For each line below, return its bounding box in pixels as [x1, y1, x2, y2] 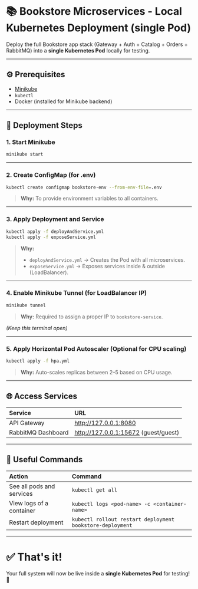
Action [9, 472, 28, 481]
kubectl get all [71, 486, 118, 493]
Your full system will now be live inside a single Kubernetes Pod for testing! [6, 570, 190, 577]
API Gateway [9, 419, 45, 427]
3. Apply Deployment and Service [6, 215, 104, 223]
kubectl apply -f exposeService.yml [6, 234, 96, 240]
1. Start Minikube [6, 138, 56, 146]
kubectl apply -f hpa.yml [6, 358, 70, 364]
